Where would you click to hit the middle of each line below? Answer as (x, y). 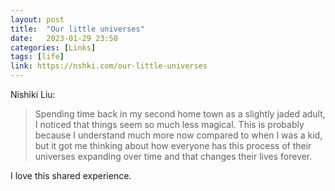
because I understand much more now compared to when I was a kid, (178, 135)
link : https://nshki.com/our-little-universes (109, 66)
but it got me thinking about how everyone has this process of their (173, 145)
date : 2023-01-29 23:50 (64, 38)
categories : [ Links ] (53, 47)
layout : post (37, 19)
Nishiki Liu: (33, 94)
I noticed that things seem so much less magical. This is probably (169, 124)
